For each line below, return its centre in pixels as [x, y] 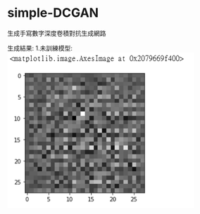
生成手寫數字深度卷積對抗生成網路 [57, 33]
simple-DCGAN [53, 13]
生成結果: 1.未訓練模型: [40, 48]
